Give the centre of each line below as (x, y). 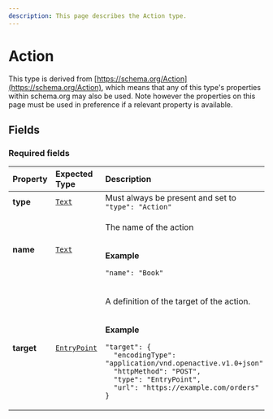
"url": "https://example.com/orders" (186, 388)
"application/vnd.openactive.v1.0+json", (186, 363)
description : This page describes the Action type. (97, 16)
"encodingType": (145, 355)
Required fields (39, 153)
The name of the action (149, 227)
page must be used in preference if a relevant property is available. (121, 104)
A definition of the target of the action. (178, 301)
